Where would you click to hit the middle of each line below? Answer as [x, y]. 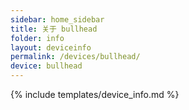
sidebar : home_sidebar [57, 19]
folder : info [37, 38]
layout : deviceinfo [51, 47]
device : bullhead [46, 66]
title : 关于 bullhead [54, 29]
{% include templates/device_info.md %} [95, 94]
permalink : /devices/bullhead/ [75, 57]
